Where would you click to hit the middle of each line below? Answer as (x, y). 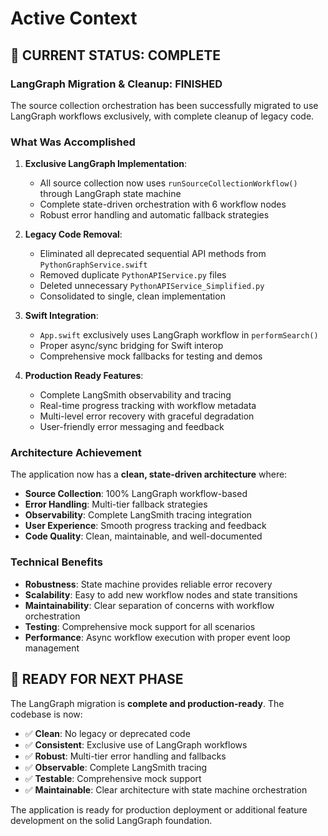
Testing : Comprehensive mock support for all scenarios (140, 626)
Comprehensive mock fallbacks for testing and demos (151, 356)
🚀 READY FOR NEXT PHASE (97, 679)
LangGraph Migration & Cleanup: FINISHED (116, 84)
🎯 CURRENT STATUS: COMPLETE (115, 55)
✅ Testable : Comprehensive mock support (113, 778)
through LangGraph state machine (110, 194)
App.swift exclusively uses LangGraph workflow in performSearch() (179, 335)
